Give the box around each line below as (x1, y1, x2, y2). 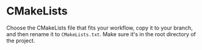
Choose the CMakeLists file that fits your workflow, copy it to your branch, (6, 24, 193, 31)
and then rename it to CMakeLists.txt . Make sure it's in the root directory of (6, 30, 197, 37)
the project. (6, 37, 35, 44)
